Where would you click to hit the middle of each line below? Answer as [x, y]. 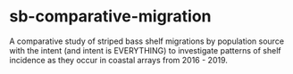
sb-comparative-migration [110, 16]
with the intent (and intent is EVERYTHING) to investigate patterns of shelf [145, 50]
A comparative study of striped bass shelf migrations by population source [146, 41]
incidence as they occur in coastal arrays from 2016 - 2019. [118, 60]
